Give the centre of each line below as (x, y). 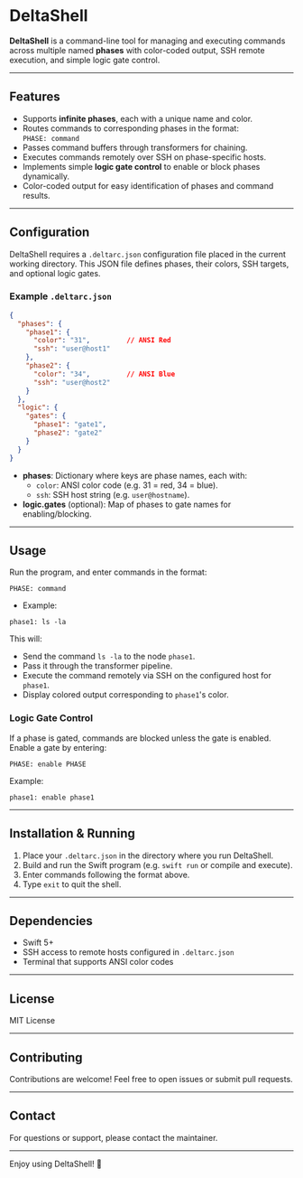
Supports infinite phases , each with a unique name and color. (138, 118)
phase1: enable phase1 (52, 797)
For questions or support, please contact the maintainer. (114, 1137)
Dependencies (51, 921)
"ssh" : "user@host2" (72, 382)
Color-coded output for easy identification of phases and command (148, 185)
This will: (26, 639)
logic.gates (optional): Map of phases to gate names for (127, 504)
